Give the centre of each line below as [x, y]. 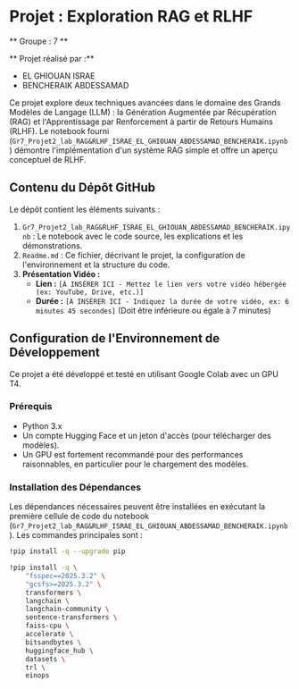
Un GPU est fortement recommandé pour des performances [133, 454]
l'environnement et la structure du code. [96, 265]
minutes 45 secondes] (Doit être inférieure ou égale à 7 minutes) [153, 310]
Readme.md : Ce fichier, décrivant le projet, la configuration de [133, 255]
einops [37, 676]
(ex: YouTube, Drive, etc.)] [90, 292]
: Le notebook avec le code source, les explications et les [138, 236]
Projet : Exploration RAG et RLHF [131, 17]
